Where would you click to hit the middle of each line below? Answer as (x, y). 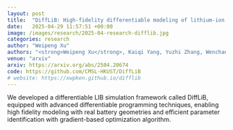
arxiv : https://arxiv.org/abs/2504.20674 (68, 65)
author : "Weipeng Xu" (38, 46)
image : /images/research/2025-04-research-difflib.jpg (88, 33)
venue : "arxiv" (29, 59)
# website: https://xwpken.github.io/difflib (74, 78)
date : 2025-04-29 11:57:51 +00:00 (60, 26)
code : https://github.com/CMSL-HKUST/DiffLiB (74, 71)
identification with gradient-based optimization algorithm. (89, 120)
